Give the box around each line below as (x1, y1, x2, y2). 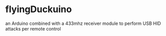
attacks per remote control (5, 25, 61, 31)
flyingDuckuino (5, 4, 72, 15)
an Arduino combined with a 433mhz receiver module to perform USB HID (5, 20, 161, 26)
